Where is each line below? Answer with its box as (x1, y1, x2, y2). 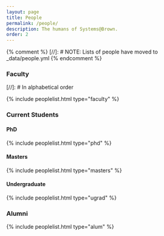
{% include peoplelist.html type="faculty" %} (6, 95, 120, 103)
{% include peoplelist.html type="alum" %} (6, 223, 114, 231)
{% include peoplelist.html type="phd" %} (6, 139, 112, 147)
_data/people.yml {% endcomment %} (6, 55, 102, 62)
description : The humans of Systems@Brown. (6, 26, 118, 32)
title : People (6, 15, 43, 21)
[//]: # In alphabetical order (6, 83, 74, 91)
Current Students (6, 111, 59, 119)
